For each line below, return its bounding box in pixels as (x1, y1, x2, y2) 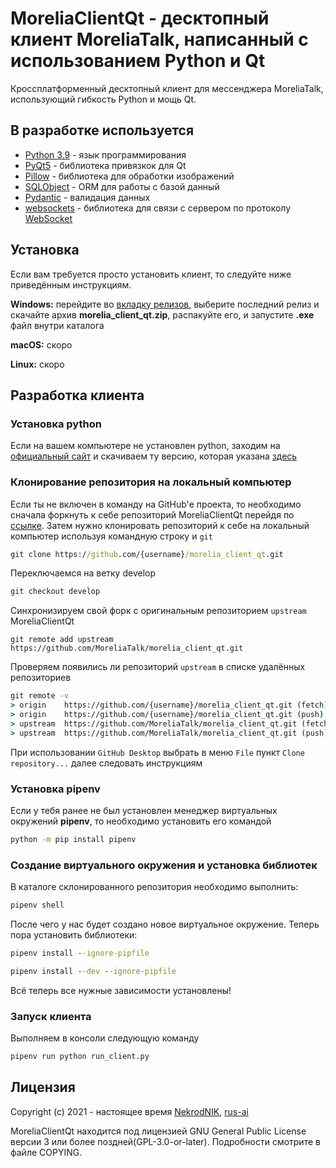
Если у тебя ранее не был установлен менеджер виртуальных (10, 804, 278, 816)
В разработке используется (10, 122, 195, 139)
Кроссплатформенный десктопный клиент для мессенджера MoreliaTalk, (10, 82, 324, 94)
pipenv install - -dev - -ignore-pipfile (10, 966, 177, 976)
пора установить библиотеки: (10, 929, 138, 941)
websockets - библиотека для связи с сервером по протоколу (24, 202, 292, 214)
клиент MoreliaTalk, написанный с (10, 28, 309, 51)
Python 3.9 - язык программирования (24, 148, 187, 161)
